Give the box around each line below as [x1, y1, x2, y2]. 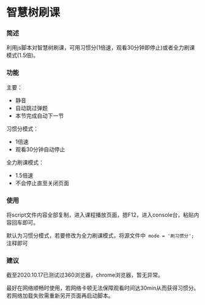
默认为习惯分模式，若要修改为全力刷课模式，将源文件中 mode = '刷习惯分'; [6, 232, 195, 239]
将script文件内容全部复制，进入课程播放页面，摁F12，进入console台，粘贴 [6, 211, 194, 219]
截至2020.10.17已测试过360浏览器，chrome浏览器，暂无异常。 [6, 271, 164, 279]
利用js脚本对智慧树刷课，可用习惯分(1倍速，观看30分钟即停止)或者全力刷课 [6, 44, 195, 51]
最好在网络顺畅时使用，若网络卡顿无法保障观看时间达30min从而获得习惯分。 [6, 284, 199, 292]
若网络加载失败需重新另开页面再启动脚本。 [6, 292, 114, 299]
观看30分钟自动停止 [15, 145, 65, 153]
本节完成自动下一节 [15, 111, 64, 119]
